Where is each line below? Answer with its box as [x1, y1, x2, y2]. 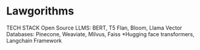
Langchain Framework [6, 37, 62, 44]
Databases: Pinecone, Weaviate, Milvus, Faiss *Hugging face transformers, [6, 30, 195, 37]
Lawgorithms [6, 4, 75, 18]
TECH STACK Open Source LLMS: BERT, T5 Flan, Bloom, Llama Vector [6, 24, 182, 31]
